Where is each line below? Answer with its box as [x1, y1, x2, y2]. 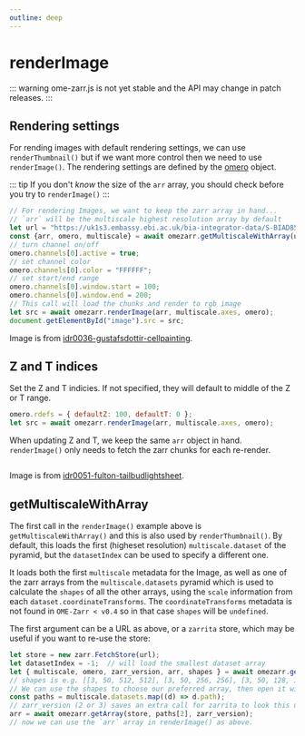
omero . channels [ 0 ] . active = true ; [9, 249, 141, 258]
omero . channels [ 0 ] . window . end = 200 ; [9, 291, 152, 300]
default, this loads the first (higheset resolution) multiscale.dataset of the [9, 540, 287, 550]
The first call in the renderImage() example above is [9, 521, 202, 531]
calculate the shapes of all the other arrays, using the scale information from [9, 586, 293, 597]
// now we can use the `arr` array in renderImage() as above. [9, 718, 254, 727]
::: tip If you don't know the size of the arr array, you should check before [9, 179, 284, 191]
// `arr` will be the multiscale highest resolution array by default [9, 215, 282, 224]
